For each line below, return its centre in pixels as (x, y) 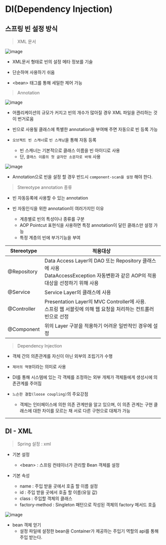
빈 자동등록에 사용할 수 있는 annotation (50, 198)
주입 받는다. (31, 537)
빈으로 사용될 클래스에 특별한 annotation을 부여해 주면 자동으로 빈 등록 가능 (85, 129)
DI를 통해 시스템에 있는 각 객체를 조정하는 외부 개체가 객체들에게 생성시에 (82, 377)
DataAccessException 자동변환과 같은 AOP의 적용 (100, 275)
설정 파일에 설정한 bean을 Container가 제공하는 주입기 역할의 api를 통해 (89, 531)
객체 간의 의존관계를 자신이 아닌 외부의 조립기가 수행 (62, 356)
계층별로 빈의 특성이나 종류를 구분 (52, 219)
